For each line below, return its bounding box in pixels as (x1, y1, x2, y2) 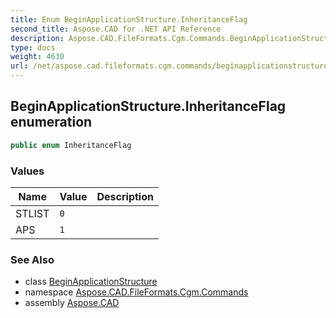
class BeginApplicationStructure (24, 276, 158, 288)
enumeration (10, 114, 93, 131)
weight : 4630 (10, 52, 65, 62)
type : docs (10, 42, 56, 53)
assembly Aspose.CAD (24, 297, 120, 309)
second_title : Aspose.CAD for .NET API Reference (10, 24, 222, 34)
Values (10, 164, 45, 178)
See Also (10, 252, 55, 266)
